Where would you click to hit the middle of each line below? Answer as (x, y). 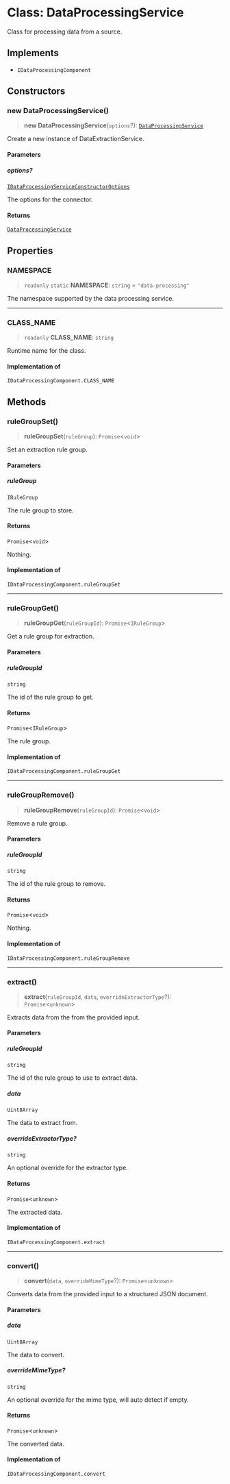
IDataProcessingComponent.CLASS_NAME (61, 381)
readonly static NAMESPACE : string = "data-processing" (107, 285)
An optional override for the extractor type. (67, 1168)
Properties (30, 250)
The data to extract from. (42, 1123)
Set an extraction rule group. (47, 449)
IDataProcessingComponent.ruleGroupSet (64, 585)
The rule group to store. (40, 510)
